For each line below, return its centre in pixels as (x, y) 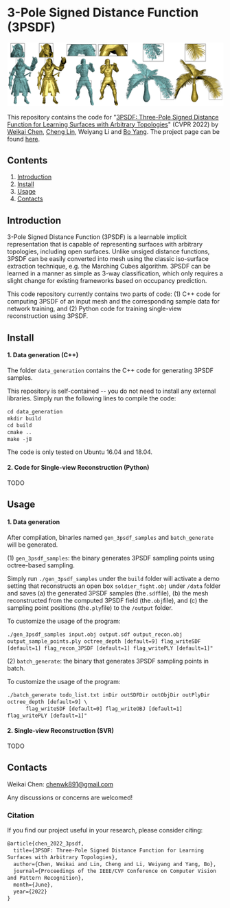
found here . (23, 139)
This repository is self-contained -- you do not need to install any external (112, 391)
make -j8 (20, 439)
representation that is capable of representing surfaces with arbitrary (105, 245)
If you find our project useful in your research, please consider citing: (105, 830)
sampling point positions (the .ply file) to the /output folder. (90, 608)
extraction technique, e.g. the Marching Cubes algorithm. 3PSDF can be (109, 266)
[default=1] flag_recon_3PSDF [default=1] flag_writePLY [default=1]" (110, 648)
